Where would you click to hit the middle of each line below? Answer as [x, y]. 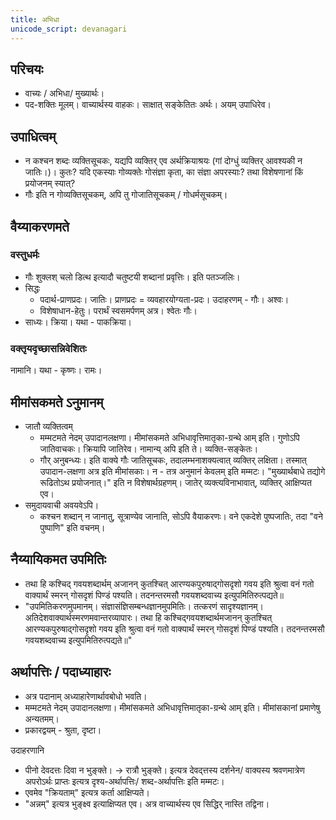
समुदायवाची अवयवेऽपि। [62, 505]
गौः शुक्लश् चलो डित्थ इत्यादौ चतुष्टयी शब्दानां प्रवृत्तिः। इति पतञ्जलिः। [132, 277]
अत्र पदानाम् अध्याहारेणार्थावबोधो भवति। [86, 696]
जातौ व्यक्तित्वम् [48, 426]
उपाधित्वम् [33, 136]
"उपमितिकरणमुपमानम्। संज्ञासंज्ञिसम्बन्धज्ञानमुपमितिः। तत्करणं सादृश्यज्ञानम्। [144, 606]
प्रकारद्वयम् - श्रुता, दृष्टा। [63, 730]
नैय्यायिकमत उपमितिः [58, 559]
